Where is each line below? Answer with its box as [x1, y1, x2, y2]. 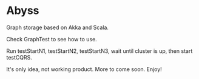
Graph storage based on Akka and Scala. [6, 24, 109, 31]
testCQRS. [6, 53, 32, 61]
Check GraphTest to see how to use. [6, 35, 97, 43]
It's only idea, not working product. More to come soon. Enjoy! [6, 65, 162, 73]
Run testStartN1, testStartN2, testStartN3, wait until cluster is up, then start [6, 47, 193, 55]
